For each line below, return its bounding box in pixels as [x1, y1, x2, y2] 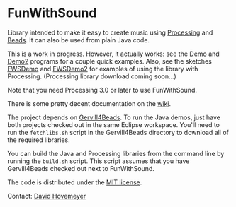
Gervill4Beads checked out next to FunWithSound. [7, 164, 154, 172]
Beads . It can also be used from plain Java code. [7, 35, 150, 44]
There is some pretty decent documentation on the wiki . [7, 99, 172, 107]
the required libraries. [7, 136, 70, 144]
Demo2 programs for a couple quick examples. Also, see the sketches [7, 57, 213, 65]
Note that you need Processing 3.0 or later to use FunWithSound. [7, 85, 197, 94]
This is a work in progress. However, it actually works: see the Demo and [7, 49, 220, 58]
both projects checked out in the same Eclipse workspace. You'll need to [7, 120, 220, 129]
